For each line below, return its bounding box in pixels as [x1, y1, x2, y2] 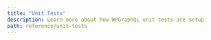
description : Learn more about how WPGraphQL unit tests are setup [7, 16, 205, 23]
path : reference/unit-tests [7, 22, 88, 29]
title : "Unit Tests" [7, 9, 67, 17]
